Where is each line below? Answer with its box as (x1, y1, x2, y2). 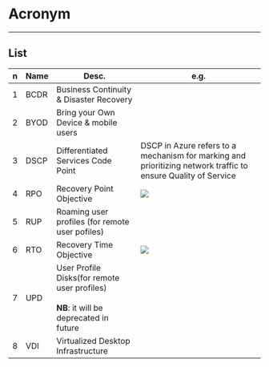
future (56, 322, 80, 333)
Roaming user (56, 206, 109, 217)
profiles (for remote (56, 216, 130, 227)
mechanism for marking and (140, 150, 247, 161)
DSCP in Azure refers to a (140, 139, 237, 151)
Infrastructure (56, 345, 108, 357)
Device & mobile (56, 117, 118, 128)
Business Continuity (56, 83, 132, 95)
